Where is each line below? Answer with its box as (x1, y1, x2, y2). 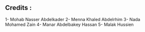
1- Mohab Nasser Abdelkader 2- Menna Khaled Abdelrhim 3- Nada (5, 16, 141, 22)
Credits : (5, 4, 32, 12)
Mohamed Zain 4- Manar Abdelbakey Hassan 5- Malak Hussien (5, 21, 134, 27)
